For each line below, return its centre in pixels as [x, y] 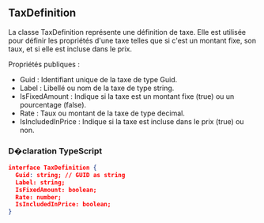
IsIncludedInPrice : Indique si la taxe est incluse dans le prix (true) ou [132, 121]
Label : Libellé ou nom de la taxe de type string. [97, 88]
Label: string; [40, 182]
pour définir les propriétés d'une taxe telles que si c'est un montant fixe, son [132, 40]
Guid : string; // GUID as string [70, 175]
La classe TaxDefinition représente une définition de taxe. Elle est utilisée [127, 32]
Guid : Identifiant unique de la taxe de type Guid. [98, 79]
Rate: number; [38, 197]
